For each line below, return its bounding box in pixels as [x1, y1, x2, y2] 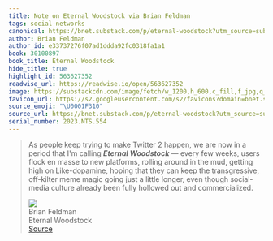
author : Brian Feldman [8, 34, 85, 43]
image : [8, 87, 31, 96]
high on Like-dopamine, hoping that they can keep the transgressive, [28, 166, 260, 175]
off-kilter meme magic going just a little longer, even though [28, 174, 229, 183]
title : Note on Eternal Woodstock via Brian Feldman [8, 11, 191, 20]
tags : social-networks [8, 19, 85, 28]
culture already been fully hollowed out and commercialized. [50, 183, 253, 192]
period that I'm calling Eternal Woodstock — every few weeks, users [28, 148, 260, 158]
